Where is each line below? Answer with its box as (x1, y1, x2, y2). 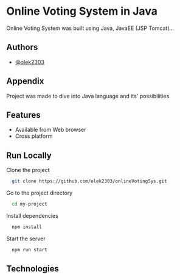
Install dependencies (6, 212, 59, 219)
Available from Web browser (15, 126, 86, 134)
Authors (6, 42, 38, 52)
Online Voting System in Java (6, 4, 158, 18)
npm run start (12, 246, 47, 253)
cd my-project (12, 201, 47, 207)
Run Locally (6, 150, 52, 160)
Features (6, 110, 41, 120)
